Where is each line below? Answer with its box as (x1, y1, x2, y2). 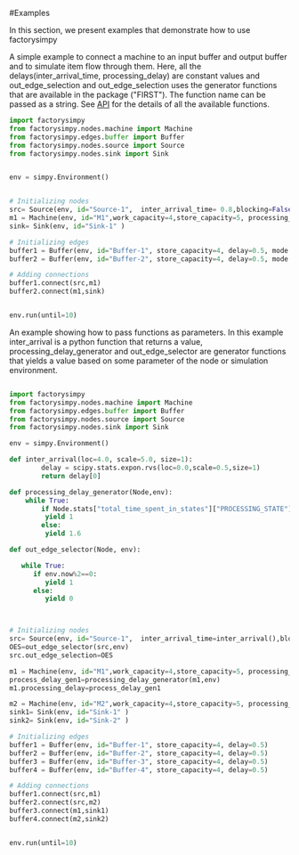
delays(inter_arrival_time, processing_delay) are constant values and (9, 70, 261, 81)
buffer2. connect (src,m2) (9, 798, 101, 807)
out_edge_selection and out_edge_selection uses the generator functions (9, 80, 278, 90)
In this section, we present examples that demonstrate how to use (9, 25, 251, 35)
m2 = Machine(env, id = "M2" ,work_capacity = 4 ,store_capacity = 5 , (9, 699, 245, 709)
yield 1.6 (44, 529, 82, 538)
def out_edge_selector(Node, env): (9, 545, 141, 554)
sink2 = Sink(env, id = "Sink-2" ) (9, 716, 129, 725)
